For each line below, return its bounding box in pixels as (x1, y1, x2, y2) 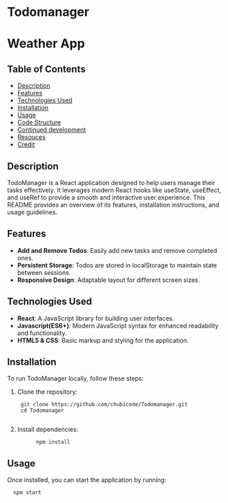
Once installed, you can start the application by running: (7, 476, 167, 484)
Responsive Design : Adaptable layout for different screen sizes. (17, 276, 200, 284)
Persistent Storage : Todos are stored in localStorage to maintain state (17, 260, 218, 269)
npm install (35, 439, 70, 446)
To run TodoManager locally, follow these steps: (7, 374, 144, 383)
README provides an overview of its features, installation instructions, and (7, 201, 220, 209)
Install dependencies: (17, 426, 79, 434)
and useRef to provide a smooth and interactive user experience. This (7, 193, 206, 201)
